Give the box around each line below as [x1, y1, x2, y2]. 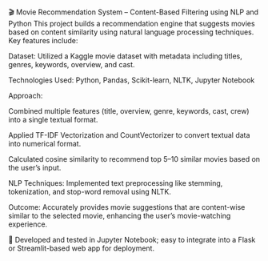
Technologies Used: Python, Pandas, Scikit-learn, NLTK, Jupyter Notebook [8, 75, 255, 85]
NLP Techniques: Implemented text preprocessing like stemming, [8, 179, 223, 187]
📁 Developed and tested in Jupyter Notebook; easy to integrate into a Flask [8, 235, 256, 244]
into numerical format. [8, 139, 82, 148]
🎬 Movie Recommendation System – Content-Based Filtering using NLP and [8, 7, 258, 17]
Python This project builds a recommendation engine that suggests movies [8, 19, 255, 28]
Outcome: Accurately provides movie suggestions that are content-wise [8, 203, 246, 211]
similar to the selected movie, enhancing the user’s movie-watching [8, 211, 231, 220]
